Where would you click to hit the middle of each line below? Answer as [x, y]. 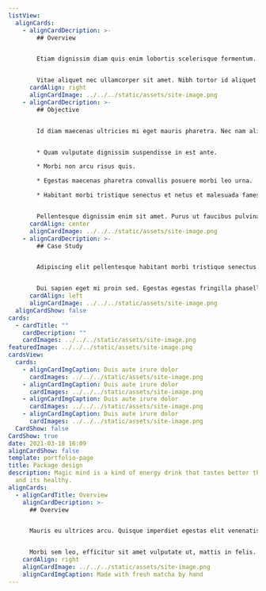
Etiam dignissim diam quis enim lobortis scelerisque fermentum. [147, 59]
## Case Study [60, 246]
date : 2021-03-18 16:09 [47, 443]
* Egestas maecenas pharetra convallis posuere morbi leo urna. [145, 181]
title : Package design [46, 466]
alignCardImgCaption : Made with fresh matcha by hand [113, 574]
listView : [25, 15]
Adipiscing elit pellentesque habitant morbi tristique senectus [147, 267]
